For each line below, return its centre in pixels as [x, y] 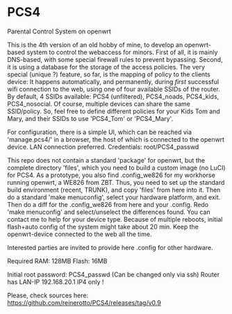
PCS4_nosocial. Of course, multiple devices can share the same [99, 104]
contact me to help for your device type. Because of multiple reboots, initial [115, 219]
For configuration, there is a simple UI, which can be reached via [100, 132]
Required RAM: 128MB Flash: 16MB [57, 261]
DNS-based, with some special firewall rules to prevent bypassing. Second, [115, 59]
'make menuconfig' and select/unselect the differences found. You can [109, 212]
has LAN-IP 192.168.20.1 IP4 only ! [56, 281]
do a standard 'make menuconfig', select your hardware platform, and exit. [114, 197]
